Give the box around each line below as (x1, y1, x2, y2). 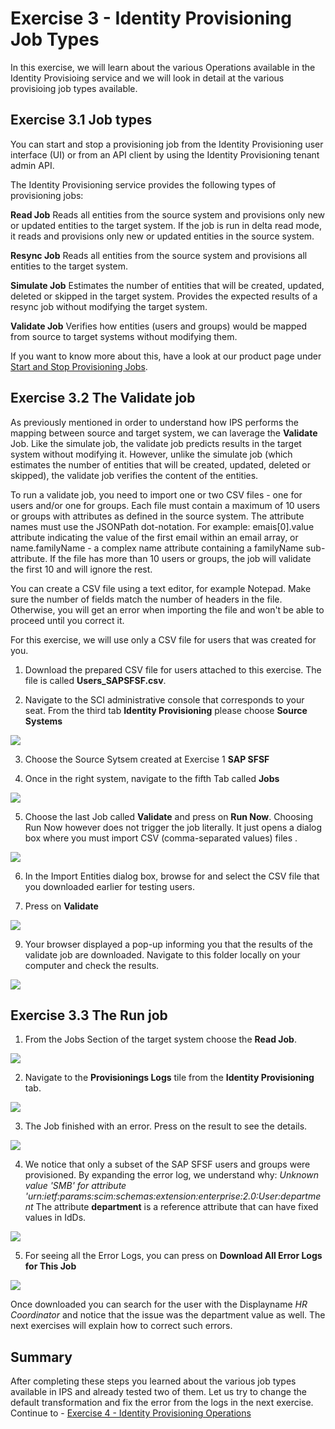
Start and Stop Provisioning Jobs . (10, 360, 148, 372)
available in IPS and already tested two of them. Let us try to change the (10, 1386, 307, 1398)
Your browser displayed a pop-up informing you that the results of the (24, 938, 313, 950)
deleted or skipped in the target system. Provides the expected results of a (10, 290, 318, 302)
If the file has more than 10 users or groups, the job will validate (49, 552, 312, 564)
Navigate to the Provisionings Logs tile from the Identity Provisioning (24, 1072, 315, 1084)
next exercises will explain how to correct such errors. (10, 1320, 233, 1332)
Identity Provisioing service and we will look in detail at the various (10, 72, 285, 84)
